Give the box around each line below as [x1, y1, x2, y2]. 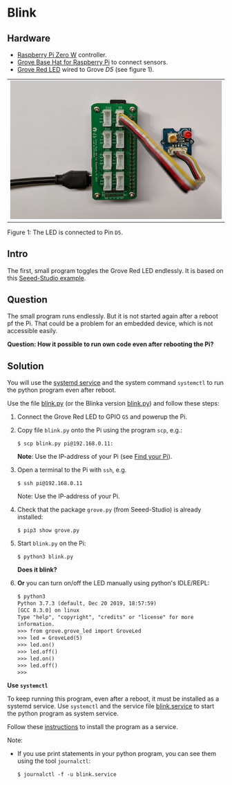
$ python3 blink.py [17, 554, 74, 560]
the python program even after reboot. [7, 386, 117, 395]
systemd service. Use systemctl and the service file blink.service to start [7, 702, 215, 710]
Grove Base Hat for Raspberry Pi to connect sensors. [17, 58, 168, 66]
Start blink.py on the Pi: [17, 539, 86, 547]
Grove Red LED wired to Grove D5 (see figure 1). [17, 66, 155, 73]
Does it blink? [17, 565, 57, 574]
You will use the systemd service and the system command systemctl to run [7, 379, 224, 387]
